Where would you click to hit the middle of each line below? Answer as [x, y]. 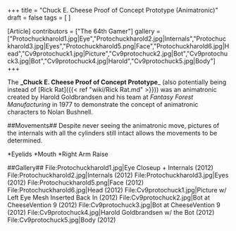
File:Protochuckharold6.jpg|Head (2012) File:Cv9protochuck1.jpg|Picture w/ [117, 190]
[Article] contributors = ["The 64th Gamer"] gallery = [84, 31]
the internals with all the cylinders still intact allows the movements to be [112, 133]
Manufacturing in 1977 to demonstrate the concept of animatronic [103, 104]
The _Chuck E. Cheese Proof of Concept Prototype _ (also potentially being [117, 82]
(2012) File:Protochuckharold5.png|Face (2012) [76, 183]
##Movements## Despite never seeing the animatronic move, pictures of [113, 125]
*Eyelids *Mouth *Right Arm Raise [58, 154]
